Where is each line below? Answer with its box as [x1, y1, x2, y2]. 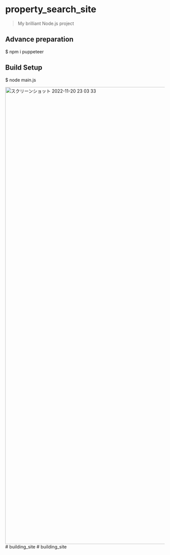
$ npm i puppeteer [5, 48, 44, 54]
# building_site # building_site [5, 543, 67, 549]
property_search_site [5, 4, 97, 15]
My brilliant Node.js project [17, 20, 74, 26]
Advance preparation [5, 35, 74, 44]
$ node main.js [5, 77, 36, 83]
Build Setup [5, 63, 42, 72]
